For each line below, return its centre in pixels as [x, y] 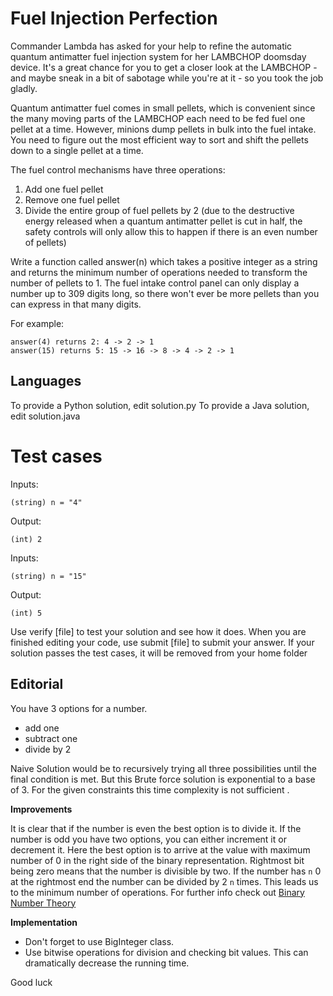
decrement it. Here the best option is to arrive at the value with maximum [160, 849]
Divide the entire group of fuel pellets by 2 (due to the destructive [159, 210]
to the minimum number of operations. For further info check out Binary [157, 892]
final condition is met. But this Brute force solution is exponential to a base [163, 779]
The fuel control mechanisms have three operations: [118, 169]
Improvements [41, 809]
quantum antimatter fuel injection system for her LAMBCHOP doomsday [158, 56]
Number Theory [43, 903]
